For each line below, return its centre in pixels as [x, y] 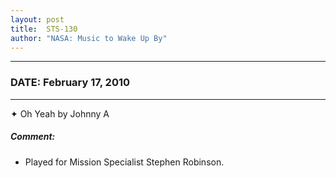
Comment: [33, 137]
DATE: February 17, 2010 [70, 83]
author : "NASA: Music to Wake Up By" [89, 38]
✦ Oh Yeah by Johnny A [60, 113]
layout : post [37, 19]
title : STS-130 [44, 29]
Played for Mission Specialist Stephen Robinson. [124, 162]
